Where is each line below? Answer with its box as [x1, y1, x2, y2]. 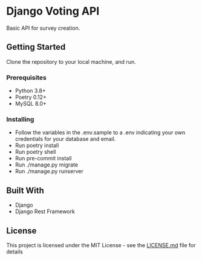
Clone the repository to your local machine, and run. [6, 58, 136, 65]
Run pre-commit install [15, 155, 72, 162]
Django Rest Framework [15, 208, 76, 215]
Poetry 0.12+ [15, 94, 47, 101]
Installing [6, 115, 34, 123]
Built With [6, 185, 44, 196]
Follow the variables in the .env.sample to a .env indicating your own [15, 129, 186, 136]
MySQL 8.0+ [15, 100, 47, 108]
